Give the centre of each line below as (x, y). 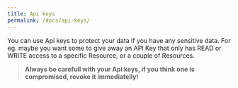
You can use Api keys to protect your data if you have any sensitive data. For (119, 40)
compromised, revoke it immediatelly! (81, 76)
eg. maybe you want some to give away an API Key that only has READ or (114, 48)
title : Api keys (31, 14)
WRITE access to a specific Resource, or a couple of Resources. (101, 55)
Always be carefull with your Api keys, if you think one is (109, 69)
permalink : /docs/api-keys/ (49, 20)
